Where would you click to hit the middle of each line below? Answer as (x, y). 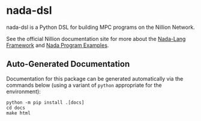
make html (19, 113)
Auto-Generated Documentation (68, 64)
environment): (23, 92)
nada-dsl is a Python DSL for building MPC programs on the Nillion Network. (100, 27)
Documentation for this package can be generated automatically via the (95, 78)
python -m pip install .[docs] (45, 102)
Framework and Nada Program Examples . (58, 45)
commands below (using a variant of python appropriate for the (84, 85)
